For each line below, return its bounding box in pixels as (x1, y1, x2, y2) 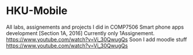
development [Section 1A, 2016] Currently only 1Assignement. (6, 29, 155, 36)
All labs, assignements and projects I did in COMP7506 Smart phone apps (6, 23, 184, 30)
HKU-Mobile (6, 4, 68, 18)
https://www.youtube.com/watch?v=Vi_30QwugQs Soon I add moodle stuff (6, 36, 187, 43)
